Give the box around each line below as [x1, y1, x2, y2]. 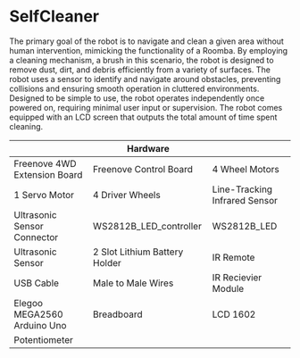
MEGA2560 [13, 308, 64, 321]
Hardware [126, 142, 170, 154]
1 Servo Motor [13, 188, 74, 201]
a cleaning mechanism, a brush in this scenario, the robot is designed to [9, 54, 274, 65]
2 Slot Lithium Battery [92, 246, 184, 258]
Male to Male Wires [92, 277, 174, 289]
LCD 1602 [212, 308, 256, 321]
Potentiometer [13, 333, 74, 346]
